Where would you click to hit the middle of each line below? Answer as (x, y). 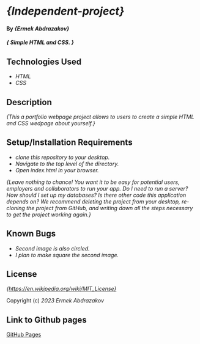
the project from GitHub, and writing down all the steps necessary (110, 208)
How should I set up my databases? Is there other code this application (96, 195)
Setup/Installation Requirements (69, 143)
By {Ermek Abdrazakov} (38, 28)
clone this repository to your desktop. (62, 157)
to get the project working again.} (49, 214)
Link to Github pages (46, 320)
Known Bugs (31, 234)
